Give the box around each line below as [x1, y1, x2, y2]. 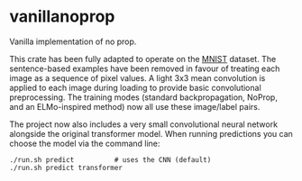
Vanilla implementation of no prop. [9, 36, 137, 47]
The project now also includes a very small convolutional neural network [9, 119, 278, 130]
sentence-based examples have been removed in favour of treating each [9, 63, 280, 74]
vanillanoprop [9, 6, 115, 27]
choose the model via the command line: [9, 138, 160, 149]
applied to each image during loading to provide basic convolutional [9, 82, 261, 93]
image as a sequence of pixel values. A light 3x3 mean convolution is [9, 72, 266, 83]
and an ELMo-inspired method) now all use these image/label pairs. [9, 101, 261, 112]
